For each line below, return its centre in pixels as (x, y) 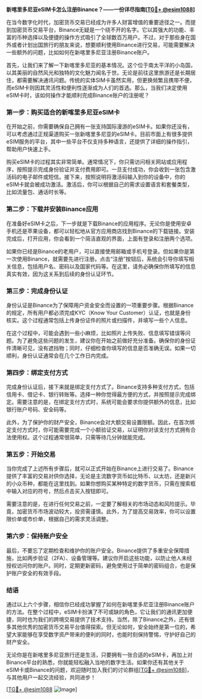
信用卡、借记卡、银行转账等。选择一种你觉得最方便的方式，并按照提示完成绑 (101, 394)
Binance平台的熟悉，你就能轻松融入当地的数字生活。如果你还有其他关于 (95, 662)
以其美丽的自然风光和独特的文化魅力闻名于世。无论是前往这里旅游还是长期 (98, 73)
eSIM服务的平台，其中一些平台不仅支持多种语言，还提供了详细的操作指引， (99, 141)
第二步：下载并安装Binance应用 (52, 209)
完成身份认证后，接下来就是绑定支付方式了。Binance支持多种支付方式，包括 (101, 387)
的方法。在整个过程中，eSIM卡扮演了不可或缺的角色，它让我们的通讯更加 (97, 612)
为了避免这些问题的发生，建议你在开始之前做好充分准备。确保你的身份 (103, 340)
